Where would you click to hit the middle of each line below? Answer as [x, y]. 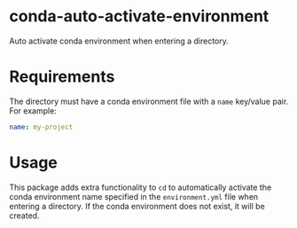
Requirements [62, 77]
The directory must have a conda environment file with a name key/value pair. [149, 101]
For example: [33, 110]
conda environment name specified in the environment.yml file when [134, 196]
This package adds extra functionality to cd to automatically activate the [141, 187]
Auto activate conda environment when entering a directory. [119, 41]
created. [24, 216]
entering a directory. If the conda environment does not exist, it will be [137, 206]
